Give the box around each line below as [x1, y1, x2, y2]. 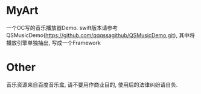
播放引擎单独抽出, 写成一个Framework [6, 39, 101, 46]
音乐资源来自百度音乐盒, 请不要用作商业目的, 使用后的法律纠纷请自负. [6, 81, 178, 88]
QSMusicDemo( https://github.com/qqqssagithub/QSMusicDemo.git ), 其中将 [6, 31, 195, 39]
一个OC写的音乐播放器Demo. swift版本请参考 [6, 24, 118, 31]
